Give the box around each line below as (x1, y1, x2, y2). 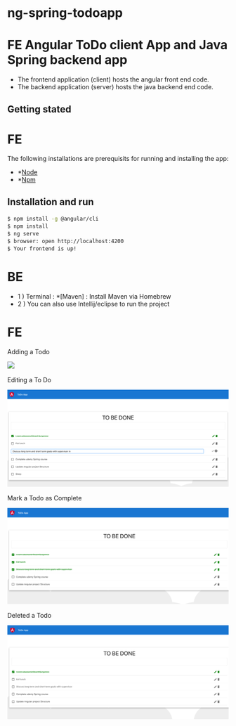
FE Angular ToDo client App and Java (7, 37, 228, 53)
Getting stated (7, 103, 72, 115)
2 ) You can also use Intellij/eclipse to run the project (17, 299, 170, 308)
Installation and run (7, 195, 94, 208)
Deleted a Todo (7, 611, 52, 619)
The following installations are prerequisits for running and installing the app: (7, 155, 229, 163)
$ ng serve (7, 231, 39, 238)
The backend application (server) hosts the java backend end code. (17, 83, 214, 91)
